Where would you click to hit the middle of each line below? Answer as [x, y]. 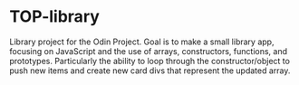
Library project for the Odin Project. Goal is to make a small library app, [142, 42]
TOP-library [54, 17]
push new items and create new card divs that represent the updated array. [150, 71]
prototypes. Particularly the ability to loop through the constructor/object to [149, 61]
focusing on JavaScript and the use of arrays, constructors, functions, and [149, 51]
